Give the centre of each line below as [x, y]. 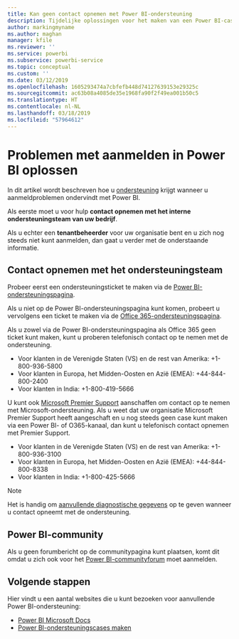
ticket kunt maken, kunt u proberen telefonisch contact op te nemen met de [118, 337]
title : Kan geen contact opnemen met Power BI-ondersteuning [100, 14]
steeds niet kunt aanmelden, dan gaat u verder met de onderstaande [108, 240]
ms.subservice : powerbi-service [55, 60]
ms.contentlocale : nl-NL [44, 107]
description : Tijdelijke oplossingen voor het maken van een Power [110, 21]
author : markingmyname [41, 27]
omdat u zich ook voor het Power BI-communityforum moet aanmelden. [112, 559]
